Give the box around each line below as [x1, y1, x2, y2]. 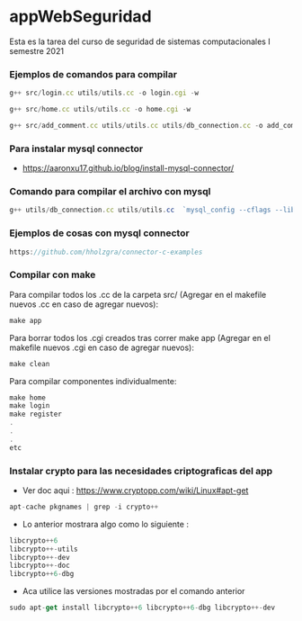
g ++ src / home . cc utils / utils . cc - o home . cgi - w [9, 105, 191, 114]
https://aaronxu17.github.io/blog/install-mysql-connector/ [22, 163, 235, 174]
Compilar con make [9, 268, 96, 281]
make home [9, 393, 47, 402]
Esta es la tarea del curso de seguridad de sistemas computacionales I [9, 36, 271, 47]
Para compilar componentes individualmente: [9, 375, 177, 386]
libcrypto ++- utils [9, 544, 78, 553]
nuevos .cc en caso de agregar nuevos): [9, 299, 159, 310]
